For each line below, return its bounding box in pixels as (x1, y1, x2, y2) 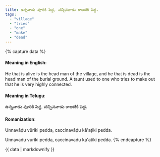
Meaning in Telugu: (5, 93, 46, 99)
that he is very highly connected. (5, 81, 72, 87)
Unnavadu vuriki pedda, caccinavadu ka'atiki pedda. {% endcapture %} (5, 137, 152, 143)
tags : (5, 12, 16, 17)
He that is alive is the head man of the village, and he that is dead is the (5, 71, 151, 77)
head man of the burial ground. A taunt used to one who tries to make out (5, 76, 155, 82)
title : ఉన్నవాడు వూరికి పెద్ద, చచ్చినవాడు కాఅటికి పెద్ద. (5, 7, 99, 12)
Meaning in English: (5, 60, 47, 66)
